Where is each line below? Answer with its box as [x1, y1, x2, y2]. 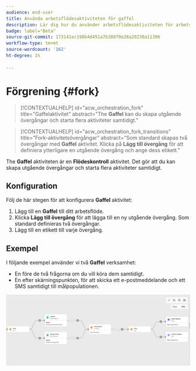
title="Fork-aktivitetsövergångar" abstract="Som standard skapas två [20, 134, 188, 141]
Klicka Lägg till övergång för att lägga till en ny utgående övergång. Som [14, 214, 190, 221]
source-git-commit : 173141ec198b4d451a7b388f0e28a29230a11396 [6, 34, 160, 40]
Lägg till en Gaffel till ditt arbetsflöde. [14, 208, 104, 215]
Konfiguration [6, 181, 58, 191]
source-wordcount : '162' [6, 47, 66, 53]
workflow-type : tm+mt [6, 40, 59, 46]
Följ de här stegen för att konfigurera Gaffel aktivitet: [6, 197, 132, 204]
